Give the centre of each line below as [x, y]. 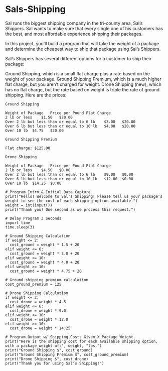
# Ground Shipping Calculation [38, 236]
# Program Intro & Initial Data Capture [48, 192]
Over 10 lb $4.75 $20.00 [35, 131]
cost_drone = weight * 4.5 [38, 302]
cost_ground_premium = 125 [33, 284]
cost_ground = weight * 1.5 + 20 [45, 244]
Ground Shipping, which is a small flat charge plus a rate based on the [78, 73]
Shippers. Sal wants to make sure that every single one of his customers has [84, 28]
